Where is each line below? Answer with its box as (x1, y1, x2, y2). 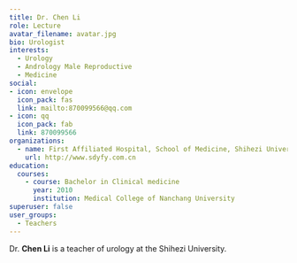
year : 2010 (32, 186, 73, 195)
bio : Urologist (9, 37, 65, 47)
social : (9, 79, 38, 88)
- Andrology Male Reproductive (17, 63, 133, 72)
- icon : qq (9, 112, 49, 120)
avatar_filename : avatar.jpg (9, 29, 117, 38)
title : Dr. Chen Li (9, 12, 81, 22)
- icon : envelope (9, 87, 73, 96)
